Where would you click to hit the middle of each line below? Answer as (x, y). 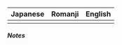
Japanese (28, 14)
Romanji (65, 14)
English (98, 14)
